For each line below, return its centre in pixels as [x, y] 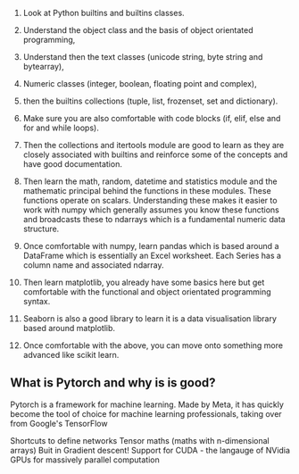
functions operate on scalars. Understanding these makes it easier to [150, 200]
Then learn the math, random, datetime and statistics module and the [150, 181]
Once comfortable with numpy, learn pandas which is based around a [151, 246]
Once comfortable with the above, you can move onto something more [153, 345]
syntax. [37, 301]
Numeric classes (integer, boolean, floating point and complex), [140, 83]
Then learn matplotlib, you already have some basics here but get [144, 282]
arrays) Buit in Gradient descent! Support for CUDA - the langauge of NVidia [150, 450]
